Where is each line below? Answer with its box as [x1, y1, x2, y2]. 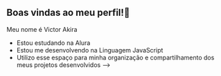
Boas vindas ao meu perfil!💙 [6, 7, 130, 19]
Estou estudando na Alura [16, 39, 91, 47]
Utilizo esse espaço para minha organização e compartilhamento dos [16, 53, 215, 61]
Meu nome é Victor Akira [6, 25, 78, 33]
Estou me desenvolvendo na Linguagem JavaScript [16, 46, 163, 54]
